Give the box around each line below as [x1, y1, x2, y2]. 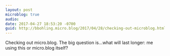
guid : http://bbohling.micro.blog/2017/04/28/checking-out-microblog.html [5, 26, 166, 31]
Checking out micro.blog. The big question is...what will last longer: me [5, 39, 153, 45]
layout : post [5, 7, 33, 12]
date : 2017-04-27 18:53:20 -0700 [5, 21, 76, 26]
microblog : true [5, 12, 39, 17]
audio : [5, 16, 19, 21]
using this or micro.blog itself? [5, 45, 68, 51]
